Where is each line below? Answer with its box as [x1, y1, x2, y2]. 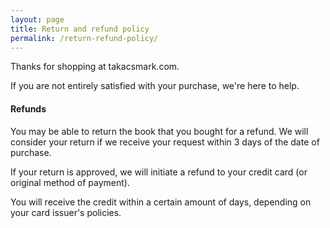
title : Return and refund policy [10, 24, 150, 34]
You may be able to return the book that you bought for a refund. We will [10, 125, 309, 137]
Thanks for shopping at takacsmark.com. [10, 61, 180, 73]
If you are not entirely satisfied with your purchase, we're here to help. [10, 80, 300, 92]
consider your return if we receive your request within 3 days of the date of [10, 136, 320, 148]
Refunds [10, 102, 47, 115]
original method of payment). [10, 176, 130, 188]
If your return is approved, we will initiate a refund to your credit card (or [10, 166, 308, 178]
